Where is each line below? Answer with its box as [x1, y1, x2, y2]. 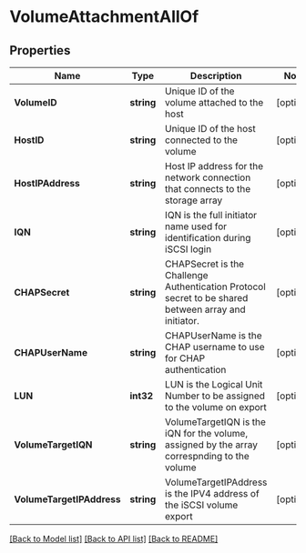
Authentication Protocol [165, 280, 266, 293]
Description [189, 70, 243, 82]
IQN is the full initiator [165, 209, 258, 221]
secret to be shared [165, 292, 249, 304]
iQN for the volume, [165, 427, 249, 439]
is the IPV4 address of [165, 488, 260, 499]
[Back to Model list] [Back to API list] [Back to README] [9, 534, 219, 544]
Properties [9, 43, 71, 58]
